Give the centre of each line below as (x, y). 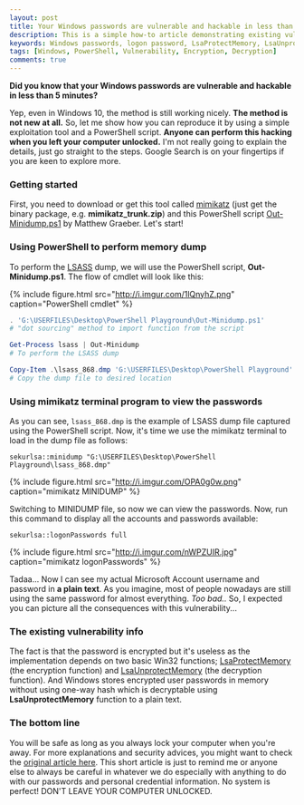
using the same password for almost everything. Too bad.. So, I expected (146, 598)
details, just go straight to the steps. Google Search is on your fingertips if (147, 151)
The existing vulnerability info (76, 632)
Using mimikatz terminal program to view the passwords (136, 402)
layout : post (34, 18)
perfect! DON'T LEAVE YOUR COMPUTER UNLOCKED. (111, 790)
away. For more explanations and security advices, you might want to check (151, 752)
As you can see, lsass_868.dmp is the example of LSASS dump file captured (150, 422)
